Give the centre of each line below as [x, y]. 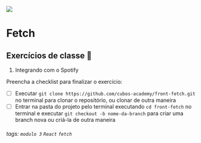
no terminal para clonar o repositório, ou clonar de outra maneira [95, 100]
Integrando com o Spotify [47, 70]
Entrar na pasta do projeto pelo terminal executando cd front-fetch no [103, 107]
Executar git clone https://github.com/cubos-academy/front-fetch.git [105, 93]
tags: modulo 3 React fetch [39, 133]
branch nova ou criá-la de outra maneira [65, 120]
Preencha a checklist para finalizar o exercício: [64, 82]
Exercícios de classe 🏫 [49, 55]
